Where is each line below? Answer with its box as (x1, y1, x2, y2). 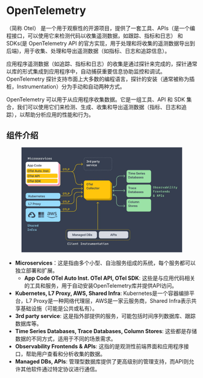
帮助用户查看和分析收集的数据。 (25, 350, 106, 358)
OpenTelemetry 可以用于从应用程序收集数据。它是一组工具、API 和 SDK (6, 95, 185, 103)
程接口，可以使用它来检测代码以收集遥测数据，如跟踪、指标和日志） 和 (6, 32, 183, 39)
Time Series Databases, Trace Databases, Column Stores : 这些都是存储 (15, 328, 198, 335)
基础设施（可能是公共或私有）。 (20, 305, 98, 312)
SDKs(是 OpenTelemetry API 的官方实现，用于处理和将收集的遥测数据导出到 (6, 39, 195, 47)
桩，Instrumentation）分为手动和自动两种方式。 (6, 83, 125, 90)
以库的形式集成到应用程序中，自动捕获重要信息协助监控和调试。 (6, 67, 165, 75)
